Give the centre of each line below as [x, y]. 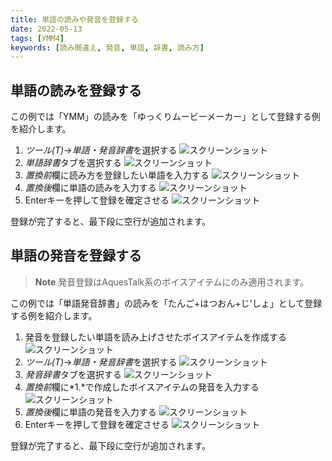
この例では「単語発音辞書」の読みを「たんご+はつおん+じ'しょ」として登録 [166, 303]
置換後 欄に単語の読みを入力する [90, 188]
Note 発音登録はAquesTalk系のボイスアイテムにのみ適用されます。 [172, 282]
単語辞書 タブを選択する [73, 163]
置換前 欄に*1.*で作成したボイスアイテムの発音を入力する [142, 387]
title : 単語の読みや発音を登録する [74, 19]
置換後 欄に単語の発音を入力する [90, 412]
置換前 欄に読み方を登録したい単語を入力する [117, 175]
